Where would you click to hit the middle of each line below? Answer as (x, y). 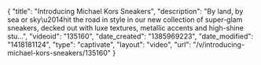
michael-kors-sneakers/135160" (59, 53)
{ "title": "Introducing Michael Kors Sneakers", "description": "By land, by (125, 11)
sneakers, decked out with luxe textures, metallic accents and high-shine (126, 28)
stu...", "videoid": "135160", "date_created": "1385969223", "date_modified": (130, 36)
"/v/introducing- (219, 45)
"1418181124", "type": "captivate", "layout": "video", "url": (99, 45)
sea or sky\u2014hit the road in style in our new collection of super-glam (125, 20)
